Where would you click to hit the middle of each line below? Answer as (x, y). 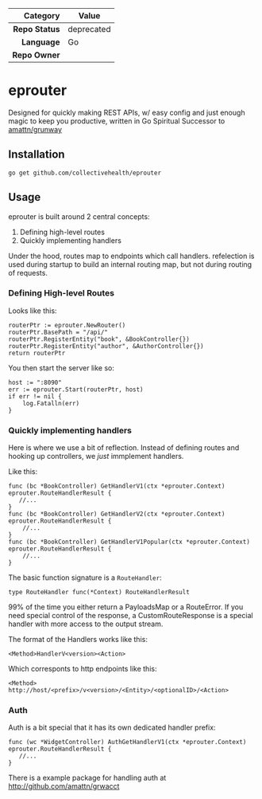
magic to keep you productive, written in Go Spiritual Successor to (117, 121)
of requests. (28, 272)
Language (40, 42)
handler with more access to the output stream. (86, 624)
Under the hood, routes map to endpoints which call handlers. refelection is (131, 256)
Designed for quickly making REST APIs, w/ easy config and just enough (127, 112)
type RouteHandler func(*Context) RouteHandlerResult (99, 593)
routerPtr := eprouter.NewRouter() (67, 325)
